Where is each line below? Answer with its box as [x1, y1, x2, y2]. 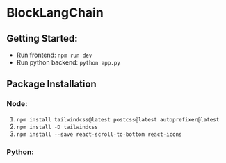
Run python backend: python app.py [16, 58, 121, 67]
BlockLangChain [6, 5, 104, 21]
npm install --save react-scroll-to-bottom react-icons [16, 130, 182, 138]
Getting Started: [6, 33, 78, 44]
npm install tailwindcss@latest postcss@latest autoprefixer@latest [16, 116, 220, 123]
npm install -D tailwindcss [16, 123, 98, 130]
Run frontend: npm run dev [16, 51, 92, 59]
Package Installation [6, 78, 97, 90]
